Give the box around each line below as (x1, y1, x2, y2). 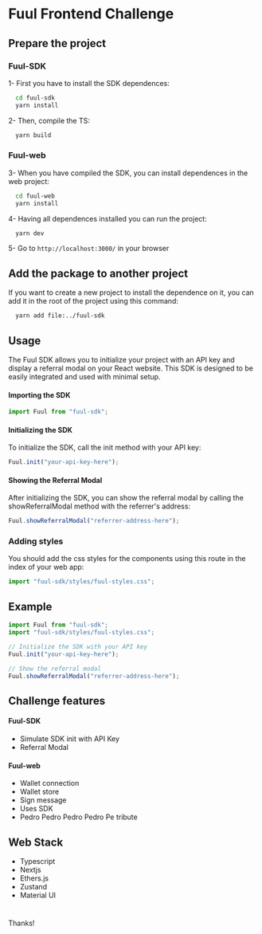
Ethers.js (19, 873, 49, 883)
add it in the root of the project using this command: (8, 296, 179, 306)
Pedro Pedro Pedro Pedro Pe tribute (19, 812, 138, 822)
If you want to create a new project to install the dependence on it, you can (8, 288, 255, 297)
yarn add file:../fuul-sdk (15, 312, 105, 320)
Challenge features (8, 694, 106, 708)
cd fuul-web (15, 192, 56, 200)
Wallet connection (19, 779, 80, 788)
